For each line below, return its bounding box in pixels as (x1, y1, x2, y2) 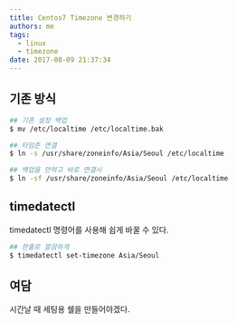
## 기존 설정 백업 (9, 115, 68, 125)
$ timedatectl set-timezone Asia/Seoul (9, 250, 160, 259)
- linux (17, 38, 47, 48)
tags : (9, 30, 30, 39)
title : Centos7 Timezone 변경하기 (9, 13, 132, 23)
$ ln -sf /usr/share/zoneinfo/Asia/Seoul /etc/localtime (9, 174, 229, 183)
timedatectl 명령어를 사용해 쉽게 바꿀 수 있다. (9, 224, 169, 235)
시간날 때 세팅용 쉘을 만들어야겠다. (9, 304, 130, 315)
